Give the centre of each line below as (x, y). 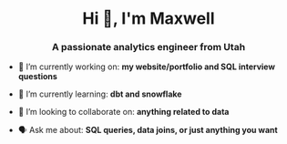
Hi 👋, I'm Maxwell (149, 19)
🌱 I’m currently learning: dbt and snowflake (100, 94)
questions (37, 77)
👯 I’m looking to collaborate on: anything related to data (123, 112)
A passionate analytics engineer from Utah (149, 47)
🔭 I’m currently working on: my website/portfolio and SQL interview (147, 67)
